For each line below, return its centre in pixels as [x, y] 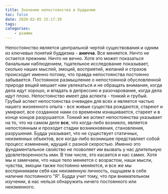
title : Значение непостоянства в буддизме [50, 10]
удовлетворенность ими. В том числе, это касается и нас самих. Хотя [81, 155]
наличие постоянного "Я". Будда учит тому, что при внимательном [77, 176]
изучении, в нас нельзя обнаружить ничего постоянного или [71, 181]
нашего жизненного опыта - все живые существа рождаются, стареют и [84, 107]
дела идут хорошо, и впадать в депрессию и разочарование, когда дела [84, 90]
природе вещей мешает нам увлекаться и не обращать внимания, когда [84, 85]
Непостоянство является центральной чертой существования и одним [82, 48]
